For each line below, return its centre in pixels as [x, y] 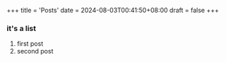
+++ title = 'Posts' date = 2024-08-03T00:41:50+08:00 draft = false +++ [113, 10]
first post [30, 44]
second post [35, 51]
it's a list [22, 28]
